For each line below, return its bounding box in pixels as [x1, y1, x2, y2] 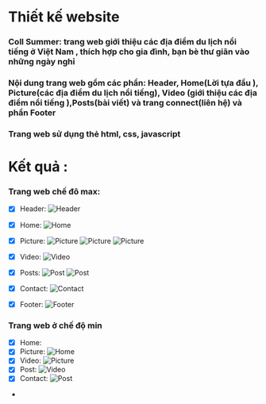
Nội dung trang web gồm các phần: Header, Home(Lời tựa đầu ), [8, 78, 259, 89]
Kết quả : [8, 158, 68, 176]
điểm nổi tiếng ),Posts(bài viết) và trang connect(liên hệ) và [8, 98, 242, 109]
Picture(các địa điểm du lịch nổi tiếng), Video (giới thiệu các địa [8, 87, 258, 98]
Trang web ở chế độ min [8, 320, 103, 331]
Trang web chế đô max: [8, 187, 101, 198]
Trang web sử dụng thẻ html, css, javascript [8, 128, 181, 139]
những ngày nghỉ [8, 56, 75, 67]
